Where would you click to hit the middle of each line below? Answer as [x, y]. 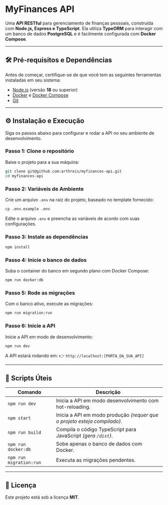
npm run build [24, 433]
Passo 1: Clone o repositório [39, 151]
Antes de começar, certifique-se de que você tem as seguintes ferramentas [83, 75]
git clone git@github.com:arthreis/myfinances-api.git [63, 171]
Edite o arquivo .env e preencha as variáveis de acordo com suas [72, 218]
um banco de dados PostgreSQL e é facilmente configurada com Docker [80, 34]
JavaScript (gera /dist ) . [84, 436]
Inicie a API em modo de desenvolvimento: [49, 337]
